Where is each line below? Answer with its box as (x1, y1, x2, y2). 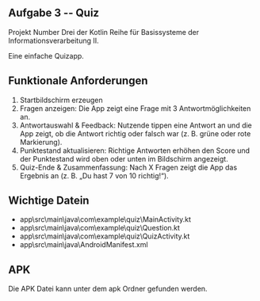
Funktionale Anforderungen (8, 74, 148, 88)
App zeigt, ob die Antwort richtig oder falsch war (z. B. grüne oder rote (19, 128, 251, 138)
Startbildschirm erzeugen (19, 95, 103, 105)
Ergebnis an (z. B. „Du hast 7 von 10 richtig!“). (19, 170, 169, 181)
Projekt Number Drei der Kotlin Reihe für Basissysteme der (8, 27, 200, 36)
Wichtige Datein (8, 194, 90, 208)
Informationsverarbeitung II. (8, 36, 99, 45)
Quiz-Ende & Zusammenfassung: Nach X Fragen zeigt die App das (19, 162, 238, 172)
